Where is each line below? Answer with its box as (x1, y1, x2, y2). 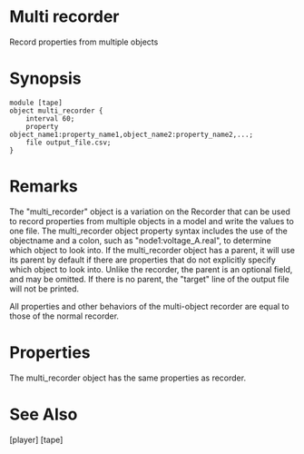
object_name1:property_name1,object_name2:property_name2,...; (9, 130, 254, 139)
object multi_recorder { (9, 106, 103, 115)
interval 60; (25, 113, 75, 123)
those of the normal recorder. (9, 311, 120, 321)
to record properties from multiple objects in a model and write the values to (9, 215, 295, 226)
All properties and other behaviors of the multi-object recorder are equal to (9, 301, 289, 311)
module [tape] (9, 98, 64, 107)
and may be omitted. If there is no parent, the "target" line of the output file (9, 273, 289, 284)
